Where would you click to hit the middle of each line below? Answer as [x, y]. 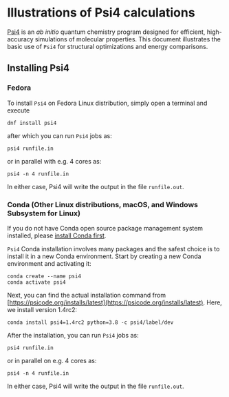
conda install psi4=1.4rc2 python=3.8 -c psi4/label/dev [90, 322]
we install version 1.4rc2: [42, 309]
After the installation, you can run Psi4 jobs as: [73, 335]
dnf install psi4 [32, 123]
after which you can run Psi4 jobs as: [59, 135]
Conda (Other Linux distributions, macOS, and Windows [102, 204]
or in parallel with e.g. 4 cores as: [54, 161]
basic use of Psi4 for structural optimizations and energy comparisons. [108, 46]
